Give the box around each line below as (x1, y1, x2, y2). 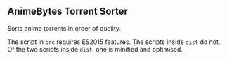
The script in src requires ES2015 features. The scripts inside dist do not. (7, 38, 221, 46)
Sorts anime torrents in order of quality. (7, 24, 122, 32)
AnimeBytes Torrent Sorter (7, 6, 129, 17)
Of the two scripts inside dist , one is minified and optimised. (7, 45, 183, 53)
